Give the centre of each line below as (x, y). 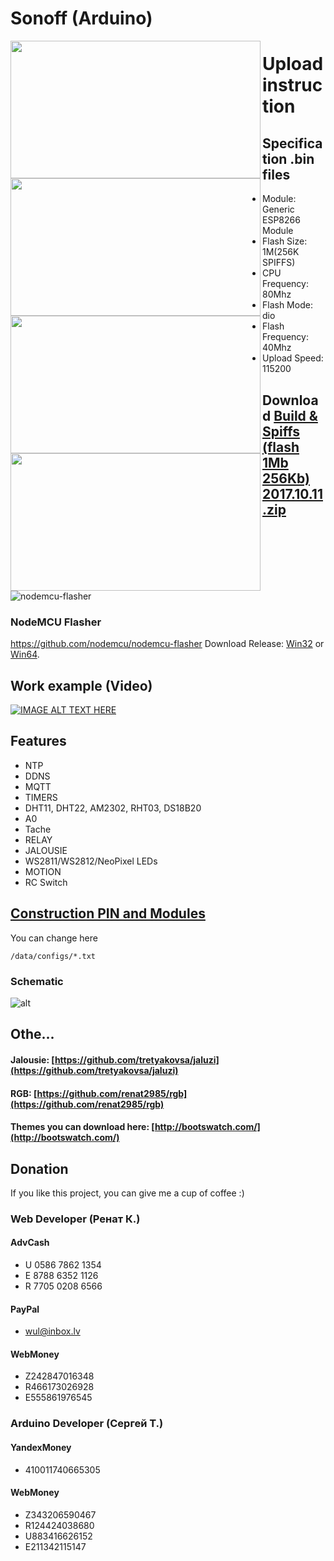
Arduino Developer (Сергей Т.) (87, 1424)
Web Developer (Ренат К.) (75, 1219)
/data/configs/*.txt (53, 956)
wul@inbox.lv (52, 1331)
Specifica (292, 143)
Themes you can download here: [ (82, 1127)
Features (38, 741)
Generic (278, 209)
